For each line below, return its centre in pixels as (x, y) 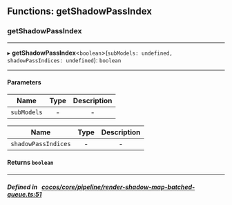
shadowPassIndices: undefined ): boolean (64, 60)
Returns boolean (30, 163)
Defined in (22, 187)
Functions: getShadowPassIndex (79, 11)
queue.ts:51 (25, 194)
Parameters (24, 82)
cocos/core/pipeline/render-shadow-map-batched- (118, 187)
